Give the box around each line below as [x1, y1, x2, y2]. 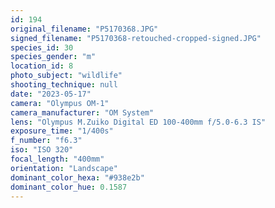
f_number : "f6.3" [10, 136, 83, 146]
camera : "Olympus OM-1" [10, 98, 110, 108]
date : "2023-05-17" [10, 89, 92, 99]
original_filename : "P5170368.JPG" [10, 24, 159, 34]
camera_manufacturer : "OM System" [10, 107, 155, 118]
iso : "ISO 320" [10, 145, 74, 155]
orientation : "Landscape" [10, 163, 118, 173]
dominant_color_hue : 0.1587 [10, 182, 128, 192]
